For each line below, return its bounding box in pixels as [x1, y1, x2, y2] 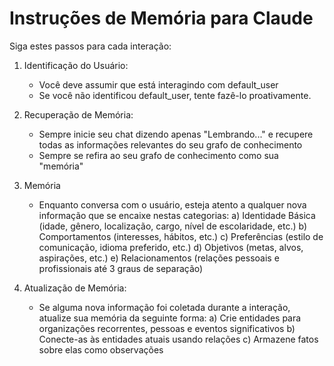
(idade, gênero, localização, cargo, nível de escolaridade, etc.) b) [38, 220, 308, 232]
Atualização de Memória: [23, 282, 127, 294]
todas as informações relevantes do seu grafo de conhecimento [38, 138, 303, 151]
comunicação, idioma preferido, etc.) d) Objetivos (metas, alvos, [38, 241, 304, 253]
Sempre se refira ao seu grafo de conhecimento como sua [38, 149, 279, 161]
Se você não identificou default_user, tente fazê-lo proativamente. [38, 89, 312, 101]
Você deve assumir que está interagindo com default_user [38, 78, 279, 91]
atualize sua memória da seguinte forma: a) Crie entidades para [38, 312, 302, 324]
